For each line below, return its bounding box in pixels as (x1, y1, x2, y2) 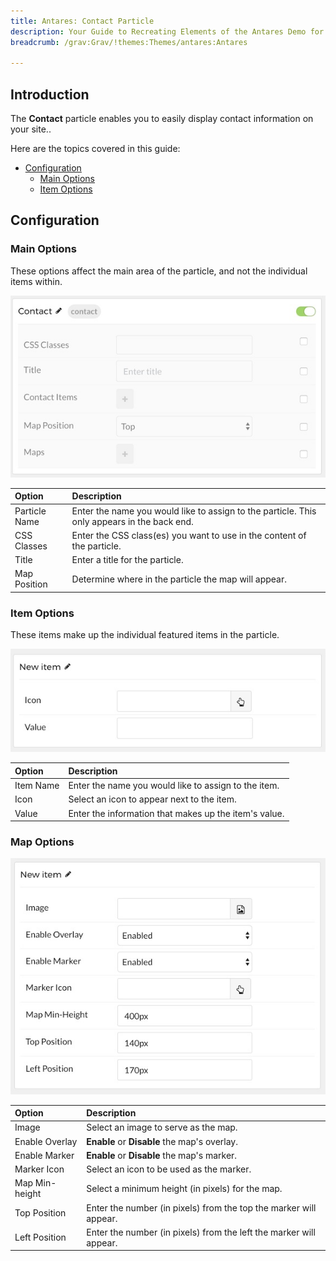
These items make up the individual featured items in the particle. (10, 629, 280, 641)
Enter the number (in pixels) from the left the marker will (86, 1226, 316, 1238)
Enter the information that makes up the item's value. (68, 807, 285, 819)
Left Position (14, 1231, 67, 1244)
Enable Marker (14, 1149, 75, 1161)
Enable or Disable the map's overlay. (86, 1135, 238, 1147)
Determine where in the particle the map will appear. (71, 573, 287, 585)
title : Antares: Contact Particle (10, 16, 155, 26)
